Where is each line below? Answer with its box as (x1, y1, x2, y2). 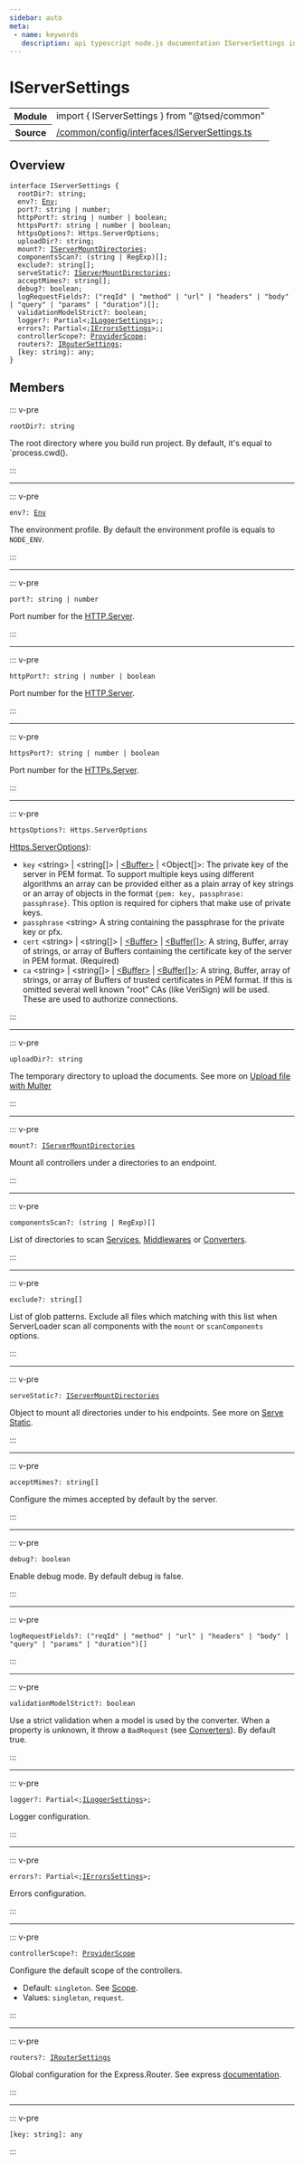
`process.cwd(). (9, 447, 69, 458)
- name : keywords (13, 30, 79, 39)
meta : (9, 22, 30, 31)
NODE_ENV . (9, 533, 45, 544)
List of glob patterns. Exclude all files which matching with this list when (9, 1311, 278, 1321)
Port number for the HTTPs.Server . (9, 764, 140, 775)
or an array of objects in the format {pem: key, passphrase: (22, 888, 244, 899)
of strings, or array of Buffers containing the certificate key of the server (22, 945, 292, 956)
